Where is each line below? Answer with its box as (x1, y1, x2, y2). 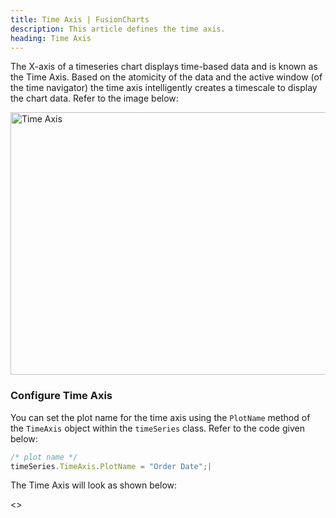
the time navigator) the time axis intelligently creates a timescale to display (10, 82, 318, 94)
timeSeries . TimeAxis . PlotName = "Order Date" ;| (10, 461, 213, 471)
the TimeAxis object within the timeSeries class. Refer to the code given (10, 422, 305, 434)
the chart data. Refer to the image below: (10, 92, 179, 105)
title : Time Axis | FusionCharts (10, 14, 150, 25)
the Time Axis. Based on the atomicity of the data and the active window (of (10, 71, 323, 83)
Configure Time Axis (10, 389, 113, 403)
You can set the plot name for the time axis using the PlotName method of (10, 411, 311, 423)
